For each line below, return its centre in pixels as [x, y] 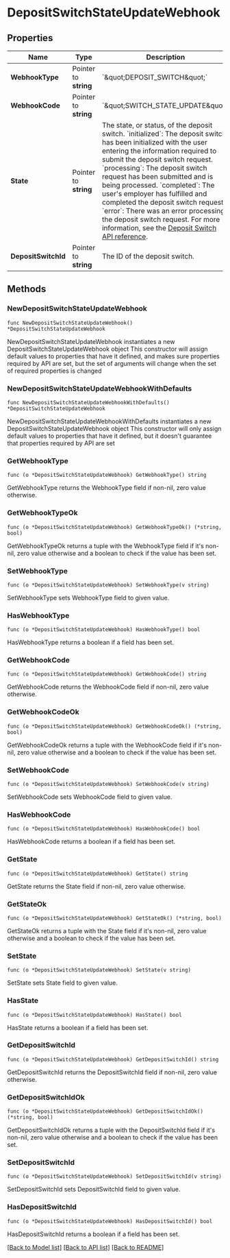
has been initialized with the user [154, 142]
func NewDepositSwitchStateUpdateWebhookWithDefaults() [88, 402]
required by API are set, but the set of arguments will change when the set [112, 363]
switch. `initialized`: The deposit [153, 134]
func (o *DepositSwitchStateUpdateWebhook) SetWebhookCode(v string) [108, 785]
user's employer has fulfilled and [154, 194]
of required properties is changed [54, 371]
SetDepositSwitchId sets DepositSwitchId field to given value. [94, 1189]
